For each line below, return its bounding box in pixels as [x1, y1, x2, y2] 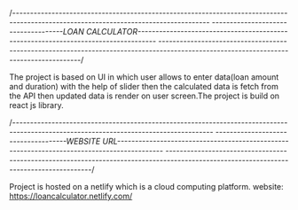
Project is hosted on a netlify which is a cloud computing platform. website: [9, 182, 284, 191]
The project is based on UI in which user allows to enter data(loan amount [9, 72, 279, 82]
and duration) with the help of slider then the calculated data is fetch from [9, 82, 279, 91]
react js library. [9, 100, 64, 110]
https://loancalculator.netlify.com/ [9, 191, 133, 201]
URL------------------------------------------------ [102, 136, 289, 146]
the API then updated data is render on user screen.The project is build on [9, 90, 280, 101]
